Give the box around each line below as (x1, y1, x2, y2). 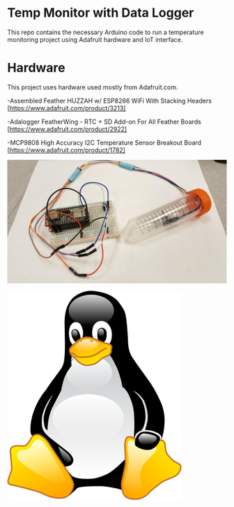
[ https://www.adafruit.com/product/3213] (7, 103, 126, 112)
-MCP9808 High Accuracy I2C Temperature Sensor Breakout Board (7, 138, 202, 147)
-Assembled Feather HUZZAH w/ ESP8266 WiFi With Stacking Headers (7, 96, 212, 105)
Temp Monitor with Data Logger (7, 5, 194, 21)
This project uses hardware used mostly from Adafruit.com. (7, 82, 179, 91)
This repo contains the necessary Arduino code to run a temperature (7, 28, 204, 36)
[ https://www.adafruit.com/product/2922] (7, 124, 127, 133)
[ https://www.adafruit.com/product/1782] (7, 145, 125, 154)
